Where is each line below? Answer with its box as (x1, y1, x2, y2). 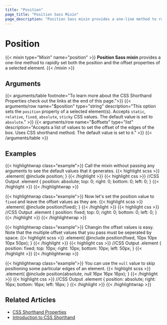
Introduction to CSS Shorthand (12, 314, 76, 320)
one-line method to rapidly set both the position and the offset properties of (5, 60, 161, 66)
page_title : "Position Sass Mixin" (5, 12, 79, 17)
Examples (5, 149, 36, 158)
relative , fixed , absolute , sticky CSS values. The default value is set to (5, 114, 153, 120)
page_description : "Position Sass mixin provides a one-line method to (5, 16, 157, 21)
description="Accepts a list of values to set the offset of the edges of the (5, 124, 155, 130)
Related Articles (5, 296, 56, 304)
